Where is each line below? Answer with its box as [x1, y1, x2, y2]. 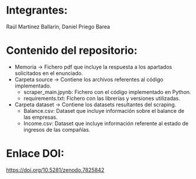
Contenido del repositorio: [6, 44, 138, 57]
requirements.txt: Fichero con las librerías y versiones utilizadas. [23, 95, 181, 102]
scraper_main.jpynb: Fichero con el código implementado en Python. [23, 88, 191, 95]
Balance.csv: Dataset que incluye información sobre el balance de [23, 107, 185, 114]
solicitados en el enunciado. [14, 69, 83, 77]
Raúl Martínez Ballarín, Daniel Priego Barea [6, 23, 110, 30]
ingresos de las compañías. [23, 126, 90, 133]
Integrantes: [6, 4, 68, 17]
